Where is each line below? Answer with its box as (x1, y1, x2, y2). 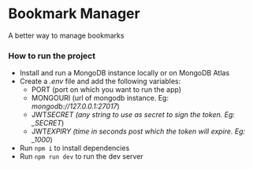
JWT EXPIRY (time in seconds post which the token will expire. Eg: (31, 127, 246, 136)
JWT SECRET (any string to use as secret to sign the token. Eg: (31, 110, 235, 119)
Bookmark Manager (8, 5, 140, 23)
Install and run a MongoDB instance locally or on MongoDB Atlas (19, 68, 230, 78)
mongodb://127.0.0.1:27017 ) (31, 101, 120, 111)
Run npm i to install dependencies (19, 143, 130, 153)
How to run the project (8, 50, 96, 61)
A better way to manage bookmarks (8, 31, 125, 40)
